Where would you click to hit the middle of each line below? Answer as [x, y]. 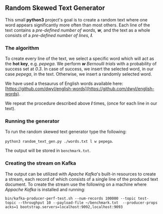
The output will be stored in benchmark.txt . [48, 151]
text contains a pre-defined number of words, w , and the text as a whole [78, 30]
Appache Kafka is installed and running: [45, 189]
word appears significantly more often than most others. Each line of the [78, 25]
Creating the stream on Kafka [41, 163]
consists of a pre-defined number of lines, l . [49, 35]
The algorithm [22, 48]
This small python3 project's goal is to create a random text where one [76, 19]
